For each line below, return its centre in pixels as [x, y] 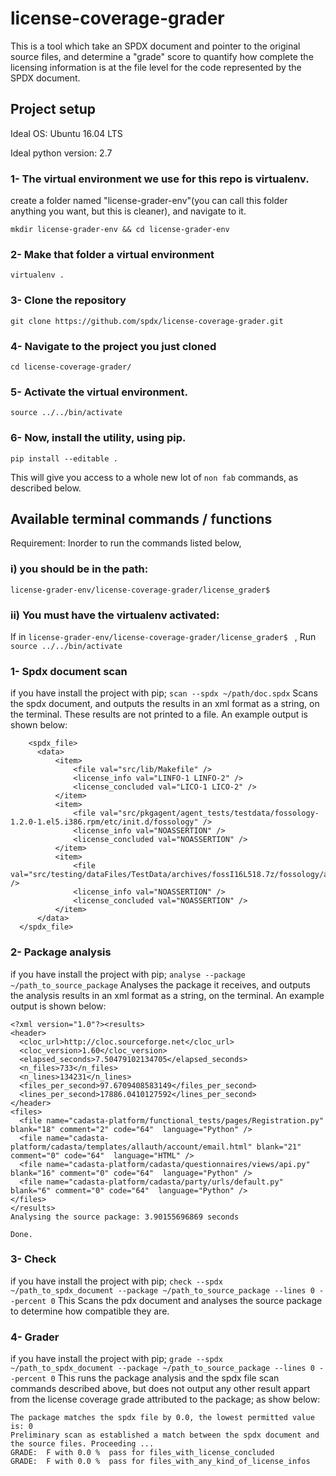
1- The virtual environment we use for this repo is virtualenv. [160, 179]
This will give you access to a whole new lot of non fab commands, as [154, 477]
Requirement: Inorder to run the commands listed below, [126, 543]
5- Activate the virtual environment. [99, 392]
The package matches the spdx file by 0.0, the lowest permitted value [162, 1418]
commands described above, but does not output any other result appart [160, 1389]
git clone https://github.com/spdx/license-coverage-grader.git [147, 321]
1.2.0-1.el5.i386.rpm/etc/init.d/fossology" [104, 822]
